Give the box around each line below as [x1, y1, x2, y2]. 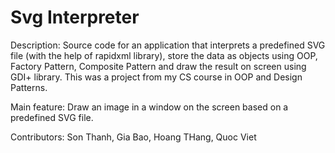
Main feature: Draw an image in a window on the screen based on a [10, 101, 289, 113]
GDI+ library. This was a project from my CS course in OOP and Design [10, 71, 303, 83]
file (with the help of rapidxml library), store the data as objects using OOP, [10, 49, 318, 61]
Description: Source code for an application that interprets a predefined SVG [10, 39, 326, 51]
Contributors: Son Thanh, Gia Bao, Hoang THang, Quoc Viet [10, 131, 257, 143]
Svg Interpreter [10, 6, 140, 29]
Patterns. [10, 81, 48, 93]
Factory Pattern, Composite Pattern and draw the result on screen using [10, 60, 307, 72]
